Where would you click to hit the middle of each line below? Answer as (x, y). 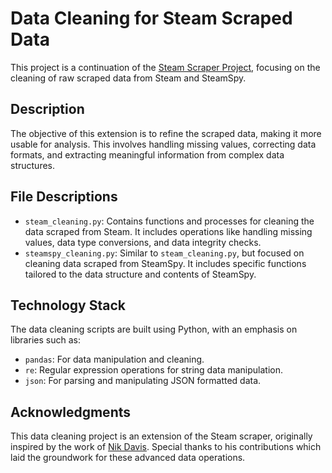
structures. (32, 165)
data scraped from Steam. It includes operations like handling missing (168, 231)
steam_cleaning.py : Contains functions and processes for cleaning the (169, 221)
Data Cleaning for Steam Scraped (151, 18)
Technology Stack (68, 305)
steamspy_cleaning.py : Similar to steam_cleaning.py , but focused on (164, 253)
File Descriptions (64, 197)
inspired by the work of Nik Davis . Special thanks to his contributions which (166, 447)
